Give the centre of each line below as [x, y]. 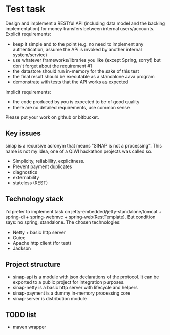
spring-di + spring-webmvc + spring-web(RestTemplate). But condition [80, 217]
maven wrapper [29, 327]
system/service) [30, 55]
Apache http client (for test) [42, 243]
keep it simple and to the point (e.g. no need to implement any [78, 44]
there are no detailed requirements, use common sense [71, 107]
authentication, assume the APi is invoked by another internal [77, 49]
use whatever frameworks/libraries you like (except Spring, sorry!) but [87, 60]
